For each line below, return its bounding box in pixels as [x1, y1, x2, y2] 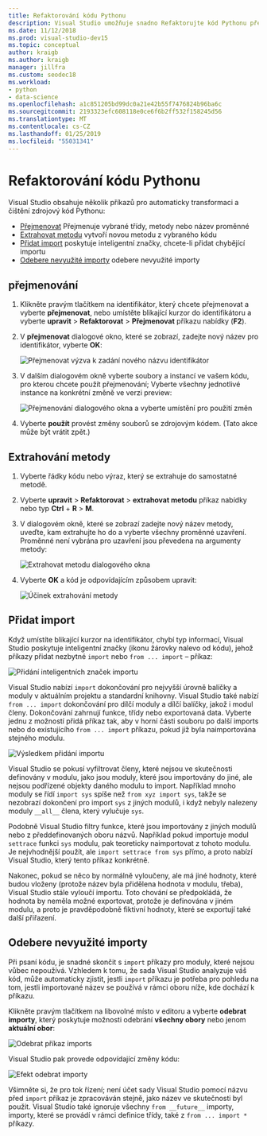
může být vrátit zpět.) [19, 427, 91, 437]
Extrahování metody [8, 450, 111, 463]
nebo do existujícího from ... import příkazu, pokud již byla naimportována [8, 724, 257, 734]
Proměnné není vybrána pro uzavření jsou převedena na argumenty [19, 536, 241, 545]
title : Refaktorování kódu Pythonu [8, 11, 126, 20]
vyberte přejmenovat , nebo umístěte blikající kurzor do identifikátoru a [19, 308, 252, 318]
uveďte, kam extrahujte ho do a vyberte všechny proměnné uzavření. [19, 528, 247, 537]
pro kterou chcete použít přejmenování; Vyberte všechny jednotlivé [19, 379, 241, 390]
